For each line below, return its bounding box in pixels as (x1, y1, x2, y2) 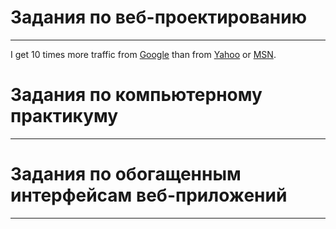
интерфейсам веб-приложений (10, 184, 288, 207)
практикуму (10, 105, 119, 128)
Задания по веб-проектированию (10, 6, 307, 29)
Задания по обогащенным (10, 163, 242, 186)
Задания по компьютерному (10, 84, 263, 106)
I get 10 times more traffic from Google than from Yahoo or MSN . (10, 48, 277, 60)
